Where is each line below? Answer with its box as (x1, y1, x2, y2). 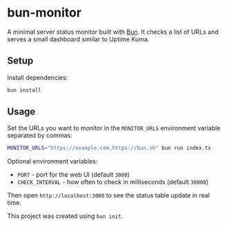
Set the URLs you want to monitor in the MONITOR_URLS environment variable (7, 124, 221, 132)
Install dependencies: (7, 73, 68, 81)
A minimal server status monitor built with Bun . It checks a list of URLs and (7, 28, 219, 36)
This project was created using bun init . (7, 212, 124, 220)
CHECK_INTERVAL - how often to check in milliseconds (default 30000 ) (17, 178, 209, 186)
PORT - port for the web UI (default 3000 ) (17, 170, 130, 179)
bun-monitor (7, 5, 81, 21)
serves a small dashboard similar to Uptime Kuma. (7, 34, 150, 43)
